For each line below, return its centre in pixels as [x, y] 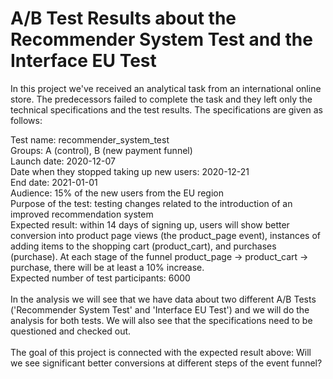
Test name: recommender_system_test [90, 139]
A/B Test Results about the [123, 18]
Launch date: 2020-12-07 [63, 161]
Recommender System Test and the [161, 39]
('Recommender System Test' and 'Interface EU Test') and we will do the [160, 309]
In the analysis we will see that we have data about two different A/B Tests [163, 299]
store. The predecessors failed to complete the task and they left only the [161, 99]
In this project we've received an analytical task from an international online [166, 88]
